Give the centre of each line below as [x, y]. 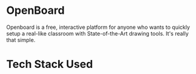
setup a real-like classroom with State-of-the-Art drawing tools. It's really [97, 33]
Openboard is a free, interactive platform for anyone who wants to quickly [98, 27]
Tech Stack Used [50, 64]
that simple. [21, 40]
